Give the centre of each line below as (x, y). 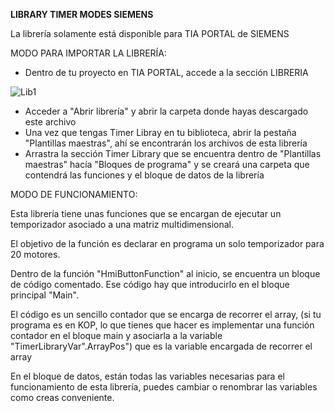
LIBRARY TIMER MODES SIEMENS (82, 14)
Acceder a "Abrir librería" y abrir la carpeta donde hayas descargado (166, 111)
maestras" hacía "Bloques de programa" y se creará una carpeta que (167, 164)
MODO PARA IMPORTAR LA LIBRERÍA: (89, 53)
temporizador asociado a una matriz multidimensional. (122, 224)
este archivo (50, 122)
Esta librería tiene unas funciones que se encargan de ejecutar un (146, 213)
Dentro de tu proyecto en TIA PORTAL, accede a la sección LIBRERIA (166, 72)
